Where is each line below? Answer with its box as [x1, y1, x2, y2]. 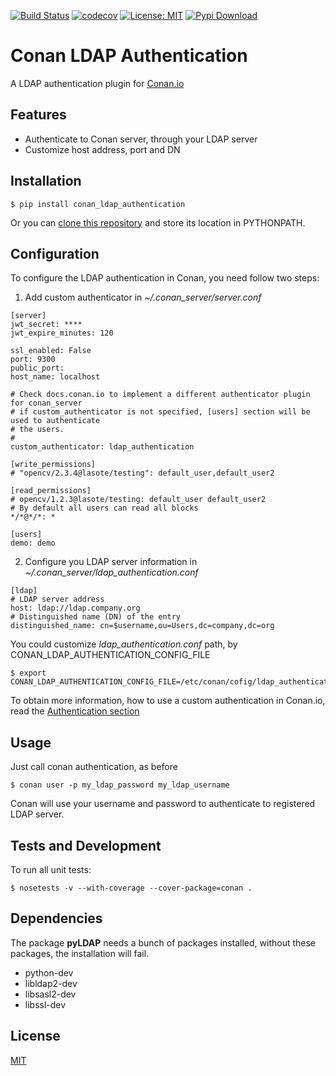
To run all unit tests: [10, 864, 92, 875]
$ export [10, 668, 47, 679]
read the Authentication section [10, 705, 140, 717]
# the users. [10, 425, 65, 435]
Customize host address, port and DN [24, 143, 181, 155]
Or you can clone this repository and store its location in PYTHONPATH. [10, 216, 306, 229]
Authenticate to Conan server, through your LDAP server [24, 133, 258, 145]
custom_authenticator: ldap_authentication [10, 442, 195, 452]
